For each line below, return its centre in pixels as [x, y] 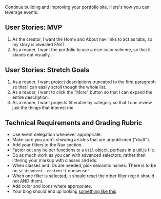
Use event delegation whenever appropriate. [57, 135]
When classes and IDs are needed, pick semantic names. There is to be [84, 165]
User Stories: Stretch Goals [47, 70]
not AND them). [28, 181]
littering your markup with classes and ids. [55, 161]
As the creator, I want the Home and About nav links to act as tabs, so [82, 39]
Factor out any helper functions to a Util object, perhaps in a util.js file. [84, 150]
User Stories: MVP [34, 27]
